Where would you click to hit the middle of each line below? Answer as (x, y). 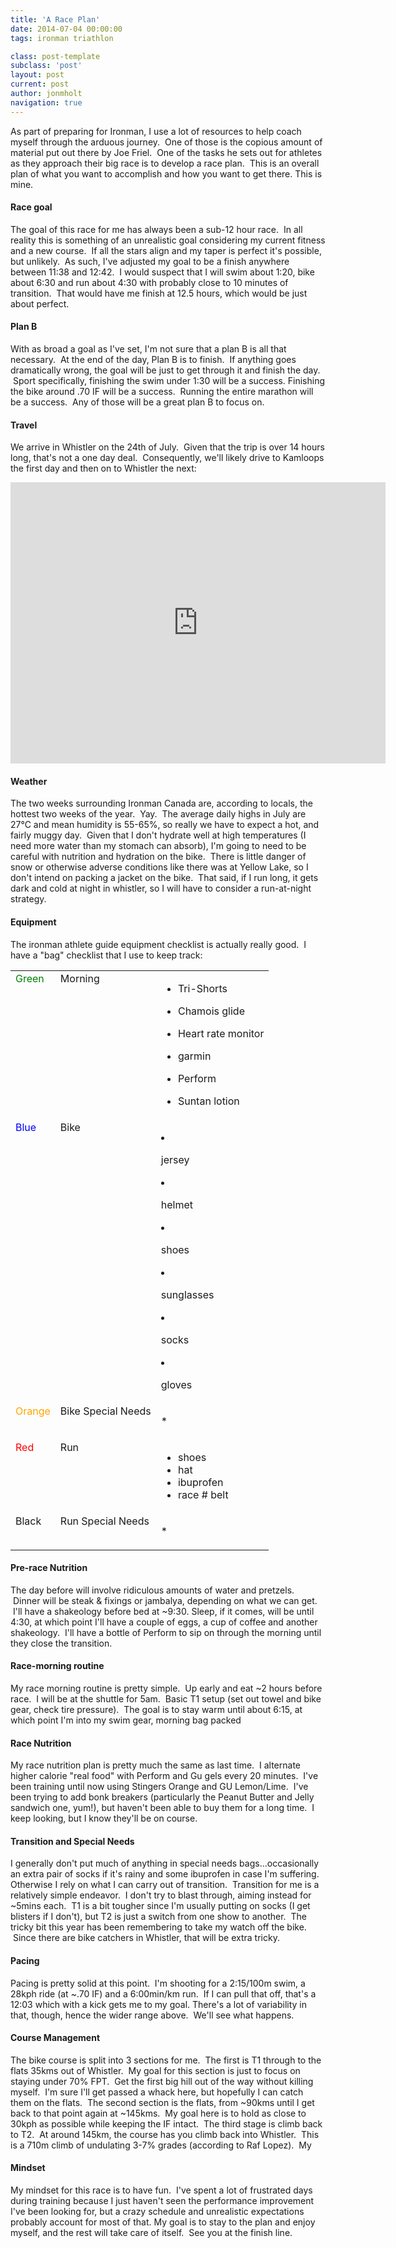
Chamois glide (211, 1011)
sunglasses (187, 1294)
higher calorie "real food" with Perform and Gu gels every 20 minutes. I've (164, 1776)
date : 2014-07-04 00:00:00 (66, 29)
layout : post (37, 75)
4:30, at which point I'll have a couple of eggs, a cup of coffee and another (164, 1622)
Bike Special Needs (105, 1411)
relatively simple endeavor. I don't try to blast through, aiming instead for (161, 1895)
